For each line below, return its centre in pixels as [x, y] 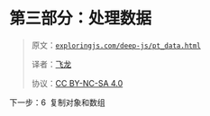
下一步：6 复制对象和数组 [57, 102]
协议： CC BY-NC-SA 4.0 [77, 83]
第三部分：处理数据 [81, 18]
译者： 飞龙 [51, 64]
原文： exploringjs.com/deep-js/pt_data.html [116, 45]
